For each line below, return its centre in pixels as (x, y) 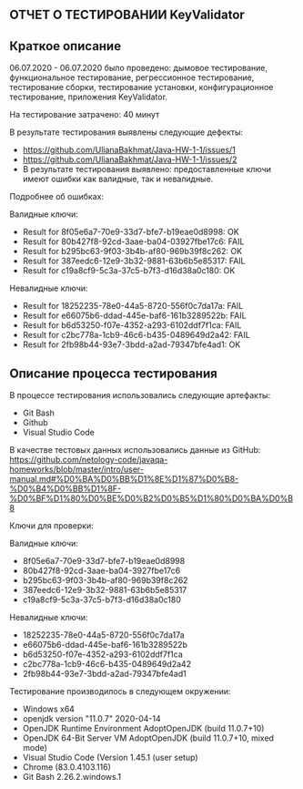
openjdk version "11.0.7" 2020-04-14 (91, 719)
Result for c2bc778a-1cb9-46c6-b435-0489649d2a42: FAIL (136, 335)
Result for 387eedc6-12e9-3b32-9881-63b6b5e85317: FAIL (134, 261)
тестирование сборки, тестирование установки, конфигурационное (141, 87)
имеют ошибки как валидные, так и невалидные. (118, 179)
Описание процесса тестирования (114, 373)
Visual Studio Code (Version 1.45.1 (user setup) (110, 758)
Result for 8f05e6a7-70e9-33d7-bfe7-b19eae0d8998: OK (131, 232)
